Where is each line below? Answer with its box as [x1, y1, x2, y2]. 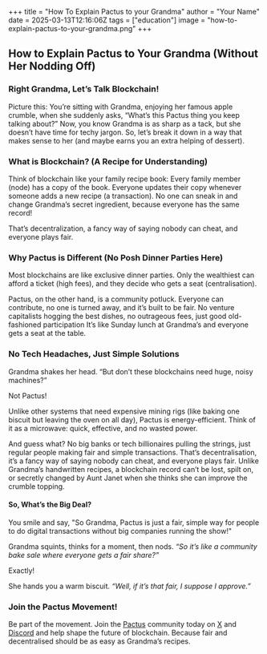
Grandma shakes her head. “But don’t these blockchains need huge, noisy [8, 366, 254, 376]
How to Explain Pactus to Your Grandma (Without [8, 47, 259, 61]
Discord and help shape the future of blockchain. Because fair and [8, 628, 228, 638]
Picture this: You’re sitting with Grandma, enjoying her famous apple [8, 102, 233, 111]
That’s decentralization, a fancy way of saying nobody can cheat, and [8, 224, 238, 233]
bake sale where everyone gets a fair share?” [8, 550, 160, 559]
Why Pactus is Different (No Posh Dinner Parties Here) [8, 252, 224, 263]
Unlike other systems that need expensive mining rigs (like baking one [8, 406, 241, 416]
